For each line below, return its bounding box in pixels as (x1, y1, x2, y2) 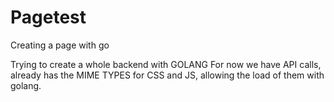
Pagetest (10, 6, 87, 29)
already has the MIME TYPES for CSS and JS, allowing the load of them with (10, 69, 325, 81)
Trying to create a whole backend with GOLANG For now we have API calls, (10, 58, 322, 70)
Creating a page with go (10, 39, 110, 51)
